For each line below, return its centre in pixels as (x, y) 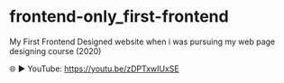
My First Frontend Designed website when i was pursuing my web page (142, 41)
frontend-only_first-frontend (119, 17)
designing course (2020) (55, 51)
